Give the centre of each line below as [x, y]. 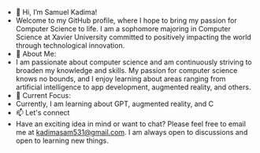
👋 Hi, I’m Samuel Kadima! [56, 12]
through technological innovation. [70, 46]
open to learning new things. [62, 140]
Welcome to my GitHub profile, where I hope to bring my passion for [126, 20]
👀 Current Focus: [43, 95]
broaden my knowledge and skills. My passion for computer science [126, 70]
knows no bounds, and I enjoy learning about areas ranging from [121, 79]
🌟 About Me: [36, 54]
